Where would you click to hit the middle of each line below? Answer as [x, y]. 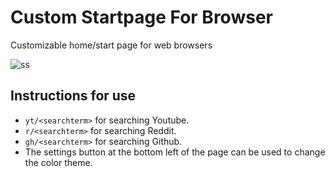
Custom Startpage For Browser [141, 17]
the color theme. [58, 162]
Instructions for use [73, 96]
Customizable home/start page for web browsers [111, 45]
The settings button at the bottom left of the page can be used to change [175, 152]
